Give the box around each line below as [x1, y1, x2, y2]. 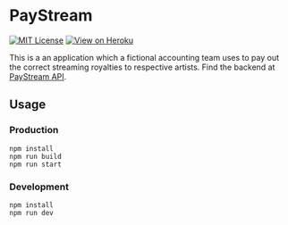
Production [9, 124, 59, 137]
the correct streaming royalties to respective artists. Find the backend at [9, 62, 275, 72]
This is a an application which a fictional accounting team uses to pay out [9, 52, 280, 62]
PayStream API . [9, 71, 67, 81]
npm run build [9, 152, 63, 161]
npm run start [9, 160, 63, 169]
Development [9, 180, 70, 193]
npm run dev [9, 208, 54, 217]
